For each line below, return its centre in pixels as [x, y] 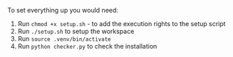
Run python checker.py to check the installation [87, 46]
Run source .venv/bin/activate [64, 39]
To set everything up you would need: [63, 10]
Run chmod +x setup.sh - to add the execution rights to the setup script [121, 24]
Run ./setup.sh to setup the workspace [76, 31]
